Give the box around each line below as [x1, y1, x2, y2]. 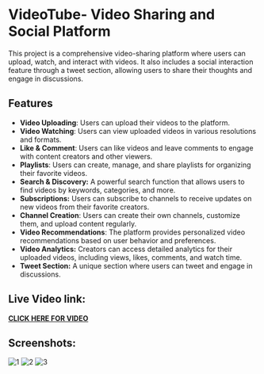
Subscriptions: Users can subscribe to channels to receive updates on [19, 193, 252, 203]
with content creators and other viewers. [19, 151, 153, 161]
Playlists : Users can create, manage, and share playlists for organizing [19, 160, 251, 170]
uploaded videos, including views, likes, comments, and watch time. [19, 252, 243, 262]
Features [8, 97, 53, 110]
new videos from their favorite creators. [19, 202, 150, 212]
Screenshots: [8, 336, 77, 349]
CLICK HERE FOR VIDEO [8, 313, 89, 322]
